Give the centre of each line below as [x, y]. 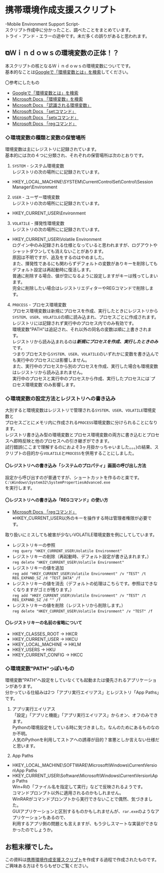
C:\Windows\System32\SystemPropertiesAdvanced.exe [58, 482]
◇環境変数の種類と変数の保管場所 [45, 137]
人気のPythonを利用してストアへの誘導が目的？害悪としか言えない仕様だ [86, 740]
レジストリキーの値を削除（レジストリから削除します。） [69, 605]
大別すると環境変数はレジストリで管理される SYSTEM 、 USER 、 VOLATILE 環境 [78, 410]
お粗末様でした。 [31, 847]
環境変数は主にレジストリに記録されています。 [52, 149]
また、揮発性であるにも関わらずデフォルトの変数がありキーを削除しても [85, 264]
